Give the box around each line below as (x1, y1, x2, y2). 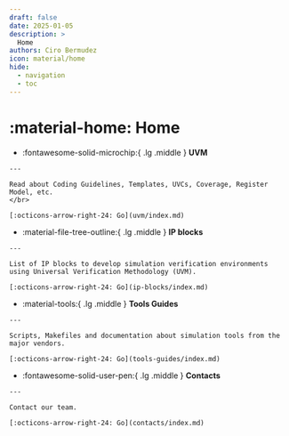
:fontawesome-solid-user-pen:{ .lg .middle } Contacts (21, 370, 221, 381)
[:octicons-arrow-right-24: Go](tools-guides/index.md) (9, 354, 221, 363)
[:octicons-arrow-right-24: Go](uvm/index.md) (9, 211, 185, 220)
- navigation (17, 71, 66, 80)
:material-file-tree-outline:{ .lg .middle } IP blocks (21, 226, 204, 237)
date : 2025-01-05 (9, 21, 74, 30)
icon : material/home (9, 54, 86, 63)
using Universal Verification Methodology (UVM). (9, 267, 197, 276)
